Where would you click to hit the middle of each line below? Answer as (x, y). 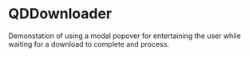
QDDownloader (60, 14)
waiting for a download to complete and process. (89, 44)
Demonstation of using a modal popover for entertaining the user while (125, 36)
